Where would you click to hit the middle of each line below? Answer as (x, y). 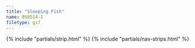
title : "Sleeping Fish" (35, 11)
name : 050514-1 (25, 17)
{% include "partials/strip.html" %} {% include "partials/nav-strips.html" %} (98, 39)
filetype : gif (24, 22)
